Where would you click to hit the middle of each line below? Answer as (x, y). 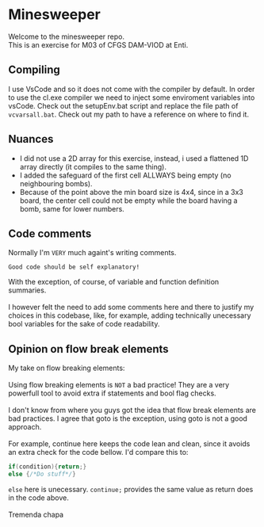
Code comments (50, 233)
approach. (25, 427)
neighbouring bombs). (56, 183)
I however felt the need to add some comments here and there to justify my (131, 307)
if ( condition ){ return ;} (48, 467)
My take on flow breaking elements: (67, 368)
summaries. (27, 290)
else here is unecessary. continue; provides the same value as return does (131, 489)
